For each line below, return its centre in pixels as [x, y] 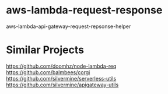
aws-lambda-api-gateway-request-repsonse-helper [69, 26]
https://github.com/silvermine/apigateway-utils [62, 85]
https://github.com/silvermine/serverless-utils [61, 78]
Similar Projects [45, 50]
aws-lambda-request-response [84, 10]
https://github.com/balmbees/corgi [48, 72]
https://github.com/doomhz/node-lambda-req [61, 66]
